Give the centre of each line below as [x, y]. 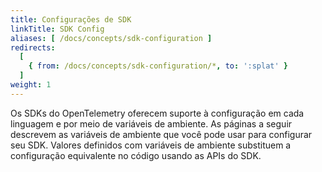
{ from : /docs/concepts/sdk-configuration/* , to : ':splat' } [158, 66]
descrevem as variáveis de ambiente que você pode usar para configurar [161, 134]
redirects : [33, 47]
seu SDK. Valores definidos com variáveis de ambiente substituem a [151, 145]
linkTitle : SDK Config [57, 29]
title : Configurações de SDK [71, 19]
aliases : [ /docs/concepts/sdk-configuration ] [111, 38]
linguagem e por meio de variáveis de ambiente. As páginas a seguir [151, 123]
